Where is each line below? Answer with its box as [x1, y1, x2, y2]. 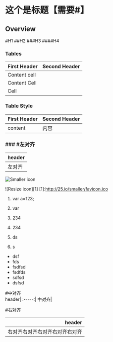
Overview [5, 24, 36, 33]
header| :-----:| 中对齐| [5, 296, 52, 302]
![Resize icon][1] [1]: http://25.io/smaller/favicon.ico [5, 186, 108, 192]
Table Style [5, 102, 33, 109]
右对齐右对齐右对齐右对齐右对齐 [7, 328, 83, 335]
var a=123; [12, 195, 34, 201]
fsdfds [12, 269, 26, 275]
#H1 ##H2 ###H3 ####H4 [5, 38, 59, 44]
